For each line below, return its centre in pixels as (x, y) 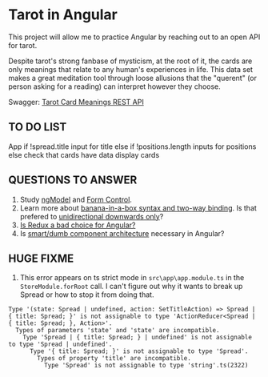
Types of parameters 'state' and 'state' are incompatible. (118, 331)
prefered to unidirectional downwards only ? (92, 216)
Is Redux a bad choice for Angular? (78, 225)
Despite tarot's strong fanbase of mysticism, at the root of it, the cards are (130, 61)
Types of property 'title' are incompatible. (114, 359)
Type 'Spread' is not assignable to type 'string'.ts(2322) (146, 366)
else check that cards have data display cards (84, 154)
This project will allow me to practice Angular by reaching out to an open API (134, 37)
